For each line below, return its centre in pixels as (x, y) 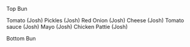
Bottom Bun (21, 38)
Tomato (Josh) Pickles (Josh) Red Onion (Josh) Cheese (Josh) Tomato (95, 20)
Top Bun (17, 9)
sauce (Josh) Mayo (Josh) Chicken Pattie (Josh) (67, 27)
